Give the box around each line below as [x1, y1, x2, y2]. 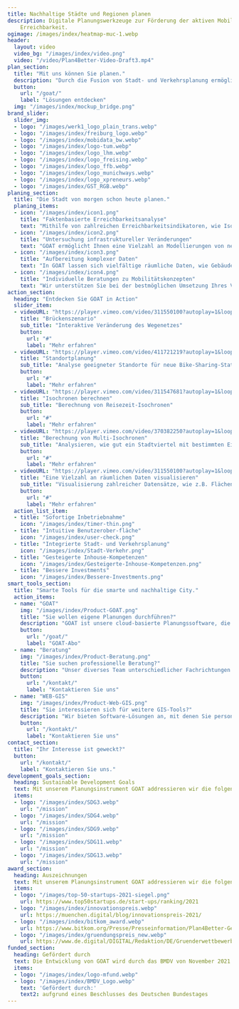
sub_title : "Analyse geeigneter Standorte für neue [20, 361, 176, 369]
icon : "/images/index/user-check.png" [20, 534, 135, 541]
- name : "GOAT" [14, 600, 59, 607]
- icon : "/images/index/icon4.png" [14, 269, 119, 276]
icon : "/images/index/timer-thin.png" [20, 521, 135, 528]
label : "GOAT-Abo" [26, 640, 81, 647]
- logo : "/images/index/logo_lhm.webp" [14, 150, 132, 157]
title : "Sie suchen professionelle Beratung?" [20, 660, 161, 667]
